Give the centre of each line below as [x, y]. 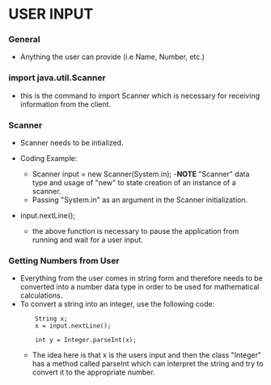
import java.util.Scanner [57, 78]
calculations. [41, 295]
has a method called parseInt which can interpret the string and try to [148, 364]
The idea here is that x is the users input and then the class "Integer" [146, 355]
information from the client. [66, 104]
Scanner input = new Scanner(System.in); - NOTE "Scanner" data [141, 174]
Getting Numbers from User [64, 261]
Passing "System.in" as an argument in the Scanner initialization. [140, 200]
